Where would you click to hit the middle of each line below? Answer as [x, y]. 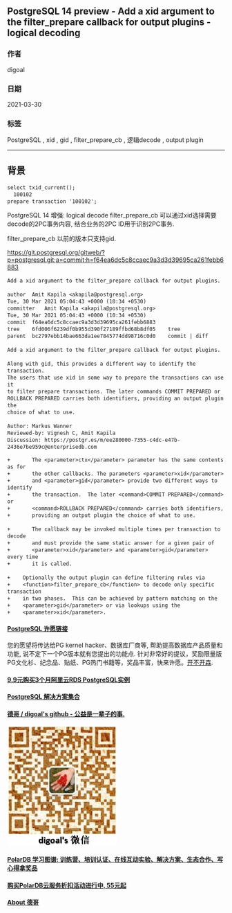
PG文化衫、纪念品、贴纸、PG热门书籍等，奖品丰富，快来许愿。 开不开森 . [110, 663]
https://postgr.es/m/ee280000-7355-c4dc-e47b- [112, 440]
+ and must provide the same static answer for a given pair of [111, 543]
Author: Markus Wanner [40, 426]
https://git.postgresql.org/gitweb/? [56, 253]
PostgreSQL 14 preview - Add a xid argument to [111, 11]
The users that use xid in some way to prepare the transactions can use [116, 378]
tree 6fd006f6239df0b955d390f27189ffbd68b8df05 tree [94, 329]
